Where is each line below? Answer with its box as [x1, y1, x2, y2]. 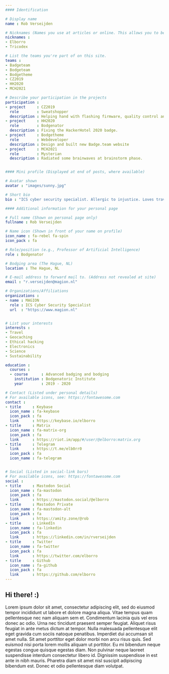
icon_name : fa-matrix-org [10, 428, 66, 433]
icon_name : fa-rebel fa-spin [5, 233, 69, 239]
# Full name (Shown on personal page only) [5, 215, 98, 220]
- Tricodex [5, 44, 28, 49]
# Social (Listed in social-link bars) [5, 469, 89, 474]
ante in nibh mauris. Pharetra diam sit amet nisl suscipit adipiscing [5, 657, 142, 663]
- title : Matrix [5, 423, 51, 428]
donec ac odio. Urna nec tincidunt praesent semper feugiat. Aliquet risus [5, 620, 156, 626]
